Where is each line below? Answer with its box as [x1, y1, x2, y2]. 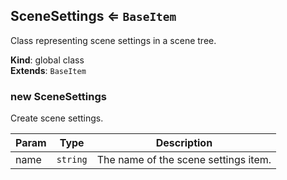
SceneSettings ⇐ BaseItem [10, 8, 177, 25]
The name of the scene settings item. [96, 153, 272, 167]
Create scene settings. [10, 112, 104, 124]
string [56, 154, 88, 166]
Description [155, 136, 213, 150]
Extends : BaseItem [10, 64, 87, 76]
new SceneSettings [10, 89, 107, 103]
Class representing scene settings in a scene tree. [10, 34, 217, 46]
